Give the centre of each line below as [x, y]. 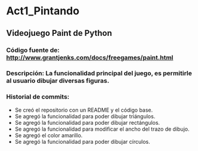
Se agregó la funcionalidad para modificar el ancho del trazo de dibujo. [102, 129]
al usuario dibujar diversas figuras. [58, 81]
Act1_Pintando [43, 11]
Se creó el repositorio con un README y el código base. [84, 110]
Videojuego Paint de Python [59, 33]
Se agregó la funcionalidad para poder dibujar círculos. [82, 141]
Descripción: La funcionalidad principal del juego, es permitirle [99, 73]
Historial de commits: [38, 97]
